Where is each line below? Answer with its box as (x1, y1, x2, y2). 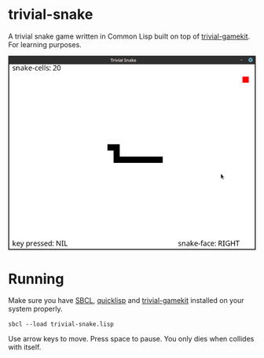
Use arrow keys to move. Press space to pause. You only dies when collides (8, 334, 255, 344)
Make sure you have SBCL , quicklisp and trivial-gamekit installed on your (8, 296, 245, 305)
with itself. (8, 342, 42, 352)
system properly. (8, 304, 63, 314)
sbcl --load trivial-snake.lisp (8, 320, 114, 328)
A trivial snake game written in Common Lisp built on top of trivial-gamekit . (8, 31, 251, 41)
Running (8, 270, 64, 288)
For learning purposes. (8, 39, 82, 49)
